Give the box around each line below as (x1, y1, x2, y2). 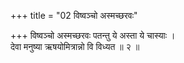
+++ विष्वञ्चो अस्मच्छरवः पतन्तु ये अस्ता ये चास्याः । (10, 30, 176, 41)
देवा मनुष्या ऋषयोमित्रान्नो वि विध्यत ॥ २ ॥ (10, 41, 140, 52)
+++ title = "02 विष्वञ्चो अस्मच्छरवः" (10, 10, 138, 21)
